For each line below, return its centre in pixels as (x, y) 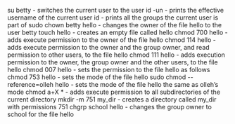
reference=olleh (31, 84)
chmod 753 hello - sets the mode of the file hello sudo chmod (97, 77)
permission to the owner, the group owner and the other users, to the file (113, 62)
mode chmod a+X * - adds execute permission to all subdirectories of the (114, 92)
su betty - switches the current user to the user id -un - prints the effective (115, 10)
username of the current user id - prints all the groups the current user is (113, 18)
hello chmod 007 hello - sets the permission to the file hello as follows (109, 70)
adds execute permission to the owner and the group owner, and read (108, 47)
